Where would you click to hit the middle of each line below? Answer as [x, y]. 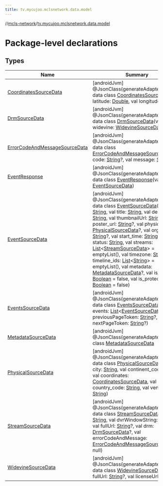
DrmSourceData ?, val [117, 432]
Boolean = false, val [115, 279]
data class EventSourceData [124, 206]
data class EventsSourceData [126, 305]
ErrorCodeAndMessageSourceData [48, 147]
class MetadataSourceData [123, 343]
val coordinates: [111, 375]
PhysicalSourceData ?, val [121, 230]
